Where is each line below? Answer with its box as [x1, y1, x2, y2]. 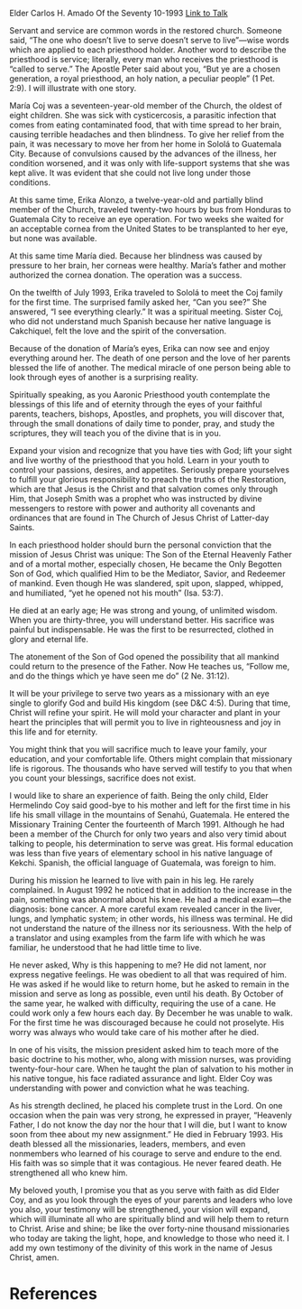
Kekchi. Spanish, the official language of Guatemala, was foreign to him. [9, 857, 277, 868]
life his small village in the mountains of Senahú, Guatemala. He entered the [9, 809, 290, 820]
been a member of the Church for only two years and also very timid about [9, 828, 287, 839]
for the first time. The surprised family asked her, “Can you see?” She [9, 297, 268, 307]
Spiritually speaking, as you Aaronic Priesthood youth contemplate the [9, 389, 270, 400]
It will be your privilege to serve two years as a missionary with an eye [9, 688, 270, 698]
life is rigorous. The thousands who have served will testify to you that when [9, 763, 293, 773]
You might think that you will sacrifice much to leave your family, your [9, 744, 268, 754]
